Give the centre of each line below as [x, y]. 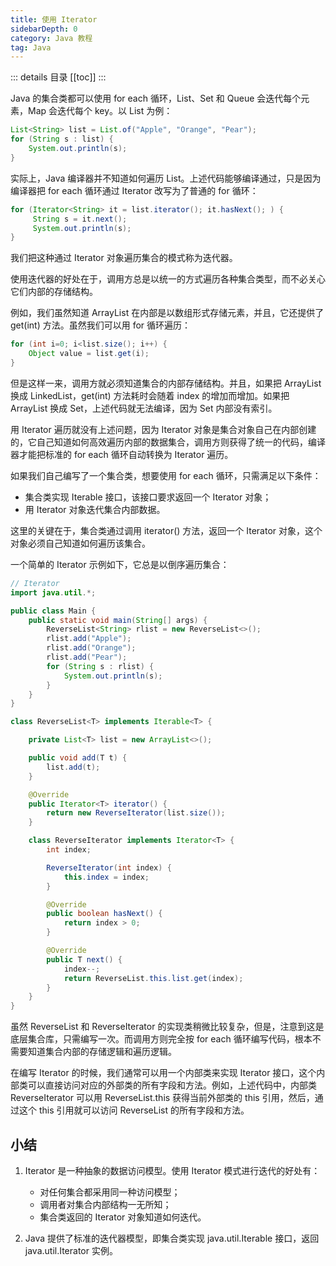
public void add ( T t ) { [78, 758]
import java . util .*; [53, 592]
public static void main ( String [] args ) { [118, 620]
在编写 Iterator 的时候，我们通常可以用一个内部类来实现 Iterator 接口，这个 [163, 1073]
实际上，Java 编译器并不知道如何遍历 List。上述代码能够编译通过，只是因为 [166, 178]
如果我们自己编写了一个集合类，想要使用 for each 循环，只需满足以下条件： [166, 475]
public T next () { [84, 959]
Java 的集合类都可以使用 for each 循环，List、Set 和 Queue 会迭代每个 [156, 98]
